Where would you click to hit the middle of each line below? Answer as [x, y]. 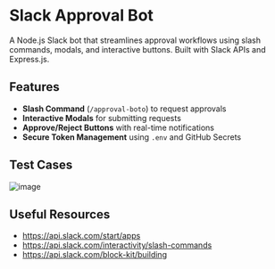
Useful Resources [60, 214]
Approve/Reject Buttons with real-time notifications [118, 127]
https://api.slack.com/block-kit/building [95, 255]
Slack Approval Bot [82, 16]
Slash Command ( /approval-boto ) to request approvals [124, 109]
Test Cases [41, 165]
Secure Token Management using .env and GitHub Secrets [132, 137]
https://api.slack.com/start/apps [81, 236]
